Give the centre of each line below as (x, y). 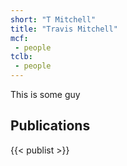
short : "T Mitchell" (53, 19)
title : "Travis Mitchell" (64, 29)
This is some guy (45, 94)
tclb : (21, 57)
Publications (50, 126)
